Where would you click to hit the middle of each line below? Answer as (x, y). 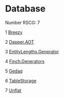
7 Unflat (13, 90)
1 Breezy (14, 32)
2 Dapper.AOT (20, 42)
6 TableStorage (21, 80)
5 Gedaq (14, 71)
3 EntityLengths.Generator (32, 51)
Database (25, 9)
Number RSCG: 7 (23, 22)
